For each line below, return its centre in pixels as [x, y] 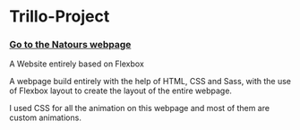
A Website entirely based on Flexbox [77, 64]
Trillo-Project [60, 17]
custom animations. [46, 117]
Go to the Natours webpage [70, 45]
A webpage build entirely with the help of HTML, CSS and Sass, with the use [150, 82]
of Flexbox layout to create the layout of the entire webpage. [121, 91]
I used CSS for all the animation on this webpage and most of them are [140, 108]
